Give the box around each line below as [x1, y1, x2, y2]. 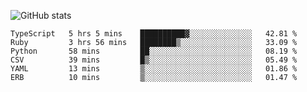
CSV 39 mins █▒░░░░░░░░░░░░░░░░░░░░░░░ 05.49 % [10, 55, 298, 65]
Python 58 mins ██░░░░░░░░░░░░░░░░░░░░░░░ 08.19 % [10, 46, 298, 56]
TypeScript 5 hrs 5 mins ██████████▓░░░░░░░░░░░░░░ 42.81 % [10, 29, 298, 39]
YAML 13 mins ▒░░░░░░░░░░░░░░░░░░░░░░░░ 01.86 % [10, 64, 298, 74]
